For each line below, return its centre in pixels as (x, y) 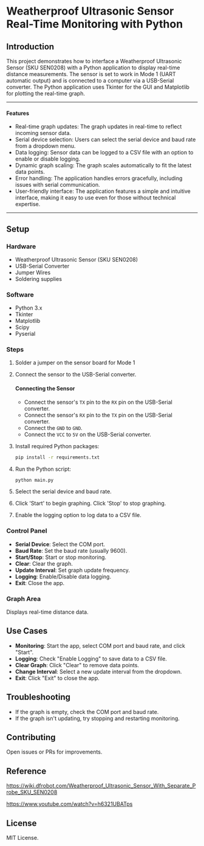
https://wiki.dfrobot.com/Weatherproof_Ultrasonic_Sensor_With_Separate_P (101, 786)
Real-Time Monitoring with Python (95, 24)
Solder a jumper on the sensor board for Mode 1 (75, 362)
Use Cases (27, 631)
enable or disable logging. (48, 159)
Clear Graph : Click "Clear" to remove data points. (77, 665)
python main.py (34, 480)
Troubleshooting (39, 697)
